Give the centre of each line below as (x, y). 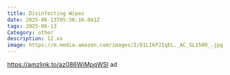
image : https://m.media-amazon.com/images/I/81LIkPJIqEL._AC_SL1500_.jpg (115, 45)
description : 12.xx (35, 39)
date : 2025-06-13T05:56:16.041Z (53, 20)
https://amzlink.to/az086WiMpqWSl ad (62, 64)
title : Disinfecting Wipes (46, 13)
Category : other (30, 32)
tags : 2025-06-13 (32, 26)
